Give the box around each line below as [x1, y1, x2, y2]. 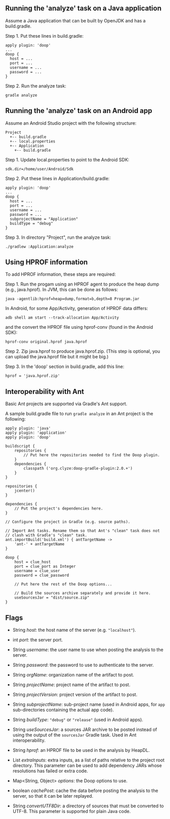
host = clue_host [14, 559, 51, 564]
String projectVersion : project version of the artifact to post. [12, 692, 138, 698]
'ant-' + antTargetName [14, 542, 65, 547]
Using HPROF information [5, 258, 88, 267]
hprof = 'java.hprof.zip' [5, 374, 60, 379]
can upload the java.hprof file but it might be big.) [5, 354, 109, 360]
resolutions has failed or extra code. [12, 768, 88, 774]
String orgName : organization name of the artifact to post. [12, 672, 134, 678]
